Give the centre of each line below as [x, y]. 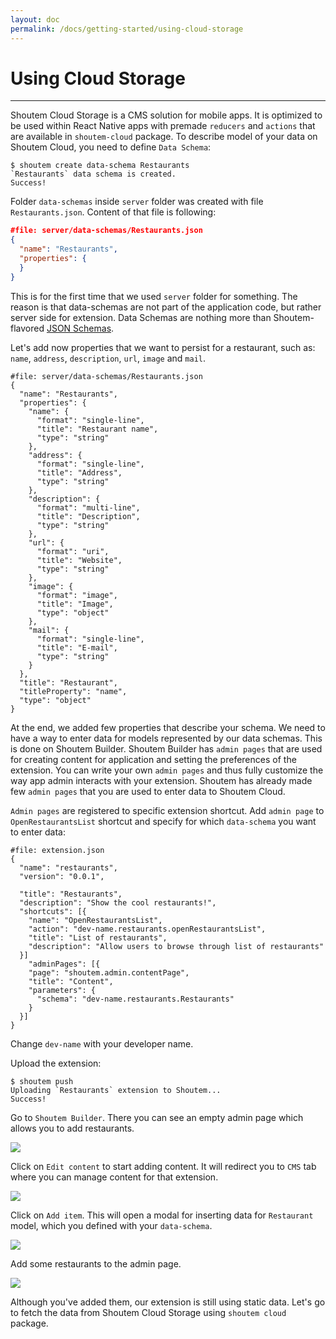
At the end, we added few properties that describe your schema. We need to [168, 727]
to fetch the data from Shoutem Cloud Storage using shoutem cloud [148, 1312]
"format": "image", [77, 595]
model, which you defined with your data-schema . [111, 1225]
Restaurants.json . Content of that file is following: [113, 212]
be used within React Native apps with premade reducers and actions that [163, 126]
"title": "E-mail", [77, 647]
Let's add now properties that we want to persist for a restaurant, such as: [163, 347]
